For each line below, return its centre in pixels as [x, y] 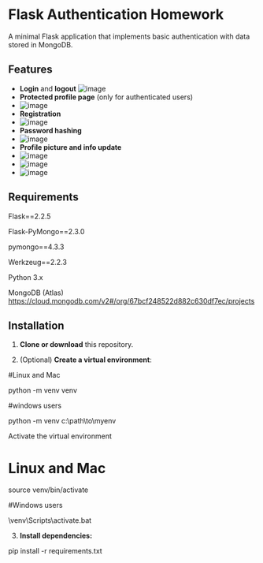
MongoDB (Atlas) [36, 293]
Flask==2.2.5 [30, 216]
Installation [36, 325]
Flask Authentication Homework [116, 15]
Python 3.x [26, 277]
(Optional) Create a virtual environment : [85, 360]
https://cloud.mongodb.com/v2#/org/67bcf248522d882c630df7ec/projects [131, 300]
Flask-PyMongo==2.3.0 [46, 231]
